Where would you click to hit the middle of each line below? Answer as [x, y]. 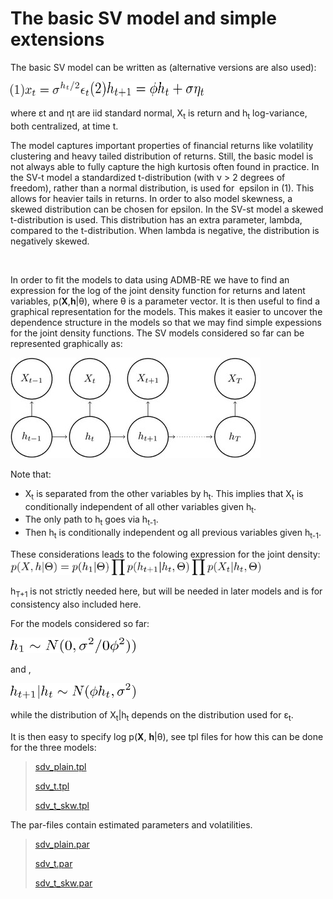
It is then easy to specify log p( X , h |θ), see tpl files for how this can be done [167, 736]
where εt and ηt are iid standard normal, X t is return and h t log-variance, [159, 114]
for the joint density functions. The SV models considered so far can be [157, 333]
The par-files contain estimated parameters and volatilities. [131, 824]
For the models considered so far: [80, 623]
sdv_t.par [53, 863]
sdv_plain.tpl [60, 766]
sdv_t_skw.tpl [62, 805]
